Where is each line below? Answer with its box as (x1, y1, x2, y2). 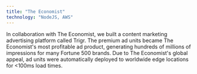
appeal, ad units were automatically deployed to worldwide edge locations (6, 56, 189, 63)
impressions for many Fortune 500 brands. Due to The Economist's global (6, 49, 188, 56)
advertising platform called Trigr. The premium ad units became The (6, 37, 174, 44)
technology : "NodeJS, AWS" (6, 14, 73, 20)
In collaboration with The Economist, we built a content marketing (6, 30, 168, 37)
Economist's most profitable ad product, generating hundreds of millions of (6, 43, 191, 50)
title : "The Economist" (6, 8, 66, 15)
